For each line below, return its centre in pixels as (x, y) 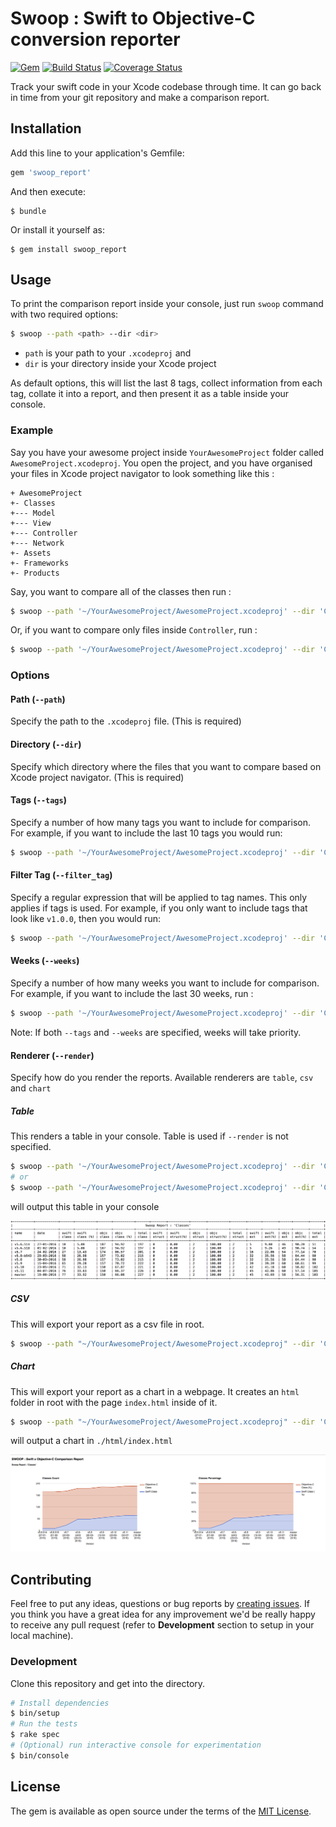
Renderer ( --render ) (52, 1055)
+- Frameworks (40, 563)
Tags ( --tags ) (38, 800)
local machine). (42, 1636)
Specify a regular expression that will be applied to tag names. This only (159, 897)
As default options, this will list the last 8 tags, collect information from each (166, 383)
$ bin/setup (35, 1713)
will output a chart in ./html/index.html (91, 1441)
